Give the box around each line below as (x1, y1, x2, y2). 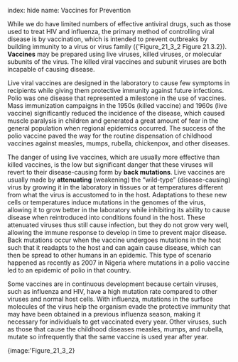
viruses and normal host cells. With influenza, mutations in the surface (7, 295, 214, 303)
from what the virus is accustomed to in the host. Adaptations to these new (7, 191, 227, 199)
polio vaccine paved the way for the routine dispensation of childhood (7, 131, 212, 140)
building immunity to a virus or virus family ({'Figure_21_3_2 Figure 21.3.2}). (7, 43, 227, 50)
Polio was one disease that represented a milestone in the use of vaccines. (7, 94, 227, 102)
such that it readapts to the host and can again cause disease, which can (7, 243, 222, 251)
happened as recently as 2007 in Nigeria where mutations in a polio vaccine (7, 258, 229, 267)
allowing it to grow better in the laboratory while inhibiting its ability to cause (7, 206, 231, 214)
